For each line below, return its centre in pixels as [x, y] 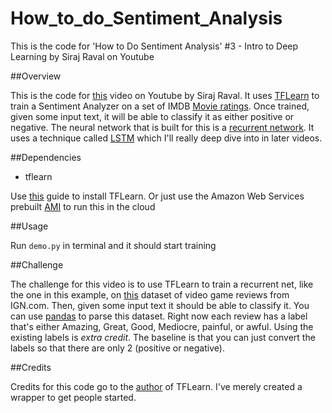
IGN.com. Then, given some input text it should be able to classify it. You [160, 305]
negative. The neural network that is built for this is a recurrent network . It [162, 127]
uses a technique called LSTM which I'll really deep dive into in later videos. [166, 138]
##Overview [36, 76]
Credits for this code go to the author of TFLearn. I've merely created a [156, 386]
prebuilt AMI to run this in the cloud [83, 206]
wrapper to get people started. [73, 397]
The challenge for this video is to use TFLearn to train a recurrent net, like [162, 284]
